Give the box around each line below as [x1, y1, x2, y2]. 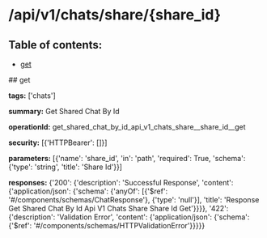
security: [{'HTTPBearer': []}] [8, 138, 108, 147]
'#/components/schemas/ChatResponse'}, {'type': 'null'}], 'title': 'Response [8, 195, 260, 204]
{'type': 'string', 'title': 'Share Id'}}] [8, 162, 123, 172]
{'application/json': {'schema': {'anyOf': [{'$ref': [8, 186, 168, 196]
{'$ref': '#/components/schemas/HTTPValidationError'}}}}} [8, 221, 206, 230]
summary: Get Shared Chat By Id [8, 107, 120, 116]
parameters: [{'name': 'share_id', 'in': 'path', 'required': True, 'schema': [8, 154, 246, 163]
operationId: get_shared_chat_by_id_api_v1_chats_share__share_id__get [8, 122, 246, 131]
